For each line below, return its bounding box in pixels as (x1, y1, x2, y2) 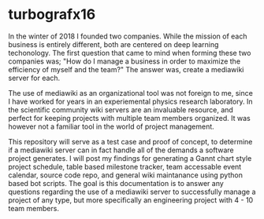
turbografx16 (8, 5, 96, 24)
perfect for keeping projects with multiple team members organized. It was (8, 113, 251, 122)
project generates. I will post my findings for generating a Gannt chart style (8, 153, 252, 162)
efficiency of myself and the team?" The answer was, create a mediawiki (8, 64, 244, 74)
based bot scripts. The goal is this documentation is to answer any (8, 178, 225, 188)
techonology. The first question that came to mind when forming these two (8, 48, 251, 57)
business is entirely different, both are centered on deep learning (8, 39, 219, 49)
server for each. (8, 73, 61, 82)
